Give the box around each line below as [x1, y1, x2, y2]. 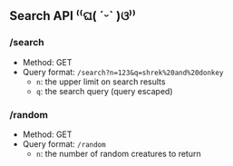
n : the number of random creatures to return [35, 148, 201, 159]
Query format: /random [22, 138, 106, 149]
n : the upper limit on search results [35, 76, 166, 87]
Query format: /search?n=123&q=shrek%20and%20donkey [22, 66, 224, 77]
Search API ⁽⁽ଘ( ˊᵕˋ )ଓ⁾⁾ [9, 8, 136, 24]
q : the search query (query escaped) [35, 85, 174, 96]
